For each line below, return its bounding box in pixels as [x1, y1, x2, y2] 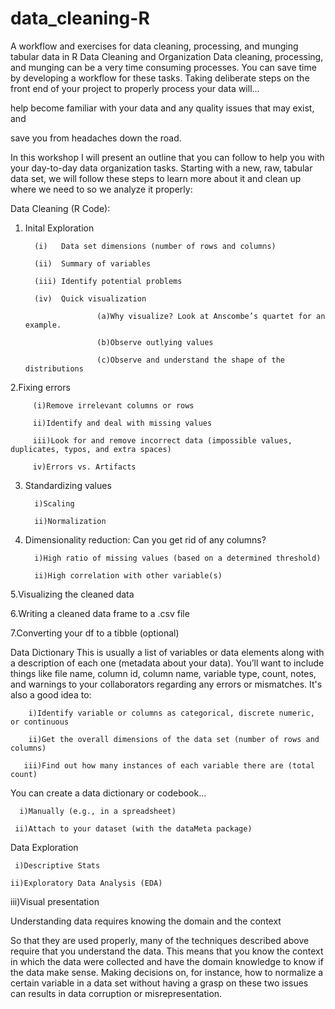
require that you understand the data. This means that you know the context [10, 945, 324, 957]
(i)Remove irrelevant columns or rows [32, 400, 195, 411]
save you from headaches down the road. [10, 132, 182, 144]
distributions [24, 363, 84, 374]
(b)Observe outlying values [96, 337, 214, 347]
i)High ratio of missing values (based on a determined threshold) [34, 553, 322, 563]
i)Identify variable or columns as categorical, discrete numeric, [28, 708, 315, 718]
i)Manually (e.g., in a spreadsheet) [19, 806, 177, 816]
